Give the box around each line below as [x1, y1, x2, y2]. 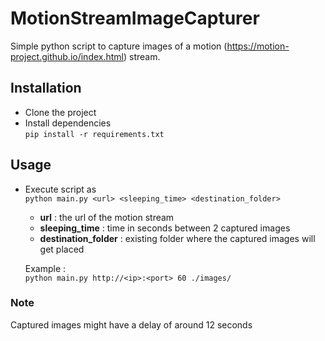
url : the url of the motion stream [39, 211, 175, 223]
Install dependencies [24, 117, 112, 129]
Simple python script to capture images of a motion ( [10, 40, 228, 52]
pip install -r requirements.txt [24, 129, 165, 139]
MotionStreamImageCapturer [10, 7, 260, 30]
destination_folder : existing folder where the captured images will [39, 232, 316, 244]
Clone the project [24, 106, 97, 118]
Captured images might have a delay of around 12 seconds [10, 318, 253, 331]
